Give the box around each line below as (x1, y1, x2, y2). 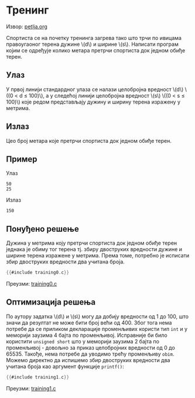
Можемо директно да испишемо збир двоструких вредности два (6, 356, 170, 363)
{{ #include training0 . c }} (6, 270, 69, 276)
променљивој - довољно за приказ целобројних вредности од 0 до (6, 344, 176, 351)
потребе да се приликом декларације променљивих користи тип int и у (6, 325, 188, 332)
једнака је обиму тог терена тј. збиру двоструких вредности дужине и (6, 246, 183, 253)
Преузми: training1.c (6, 384, 56, 392)
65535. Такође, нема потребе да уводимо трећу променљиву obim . (6, 350, 175, 357)
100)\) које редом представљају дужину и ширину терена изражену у (6, 98, 180, 105)
